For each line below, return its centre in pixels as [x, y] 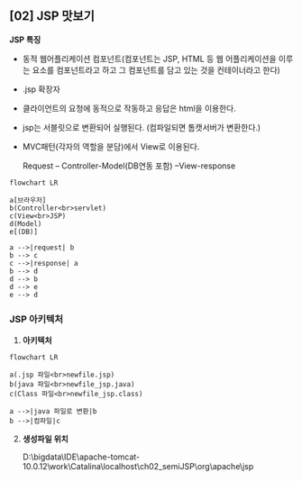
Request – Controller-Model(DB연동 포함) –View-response [129, 166]
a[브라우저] [28, 200]
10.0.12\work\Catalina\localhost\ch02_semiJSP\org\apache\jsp [138, 467]
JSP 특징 [25, 40]
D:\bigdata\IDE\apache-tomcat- [81, 457]
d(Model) [26, 223]
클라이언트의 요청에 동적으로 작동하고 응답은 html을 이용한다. [129, 108]
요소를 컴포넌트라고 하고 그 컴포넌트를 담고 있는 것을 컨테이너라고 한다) [156, 69]
